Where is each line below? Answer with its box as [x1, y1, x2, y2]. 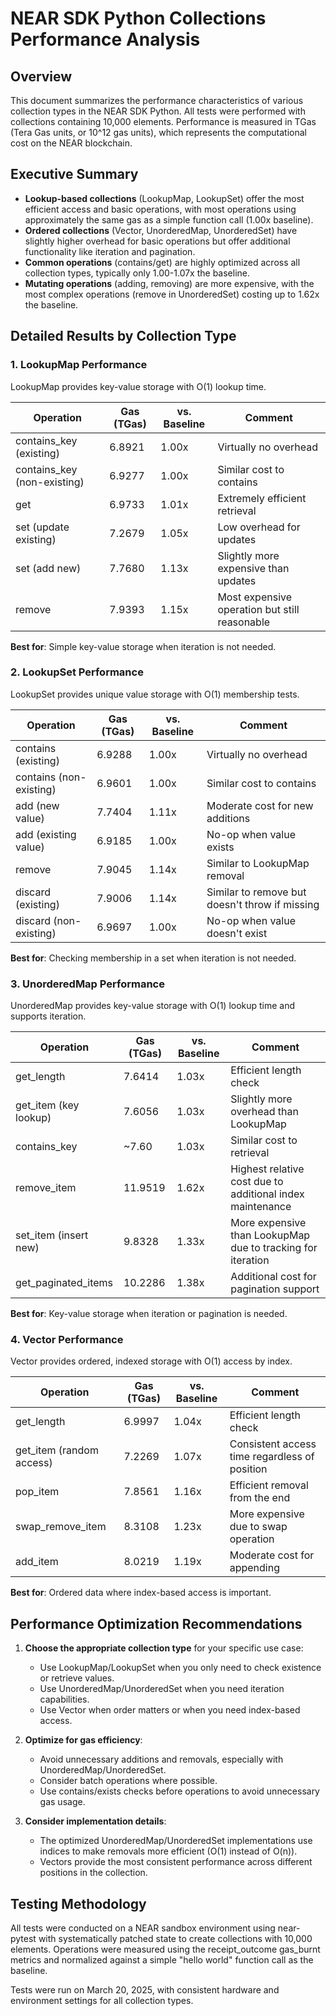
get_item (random [15, 1443, 99, 1457]
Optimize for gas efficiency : [24, 1734, 143, 1746]
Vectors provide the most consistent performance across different [39, 1856, 313, 1868]
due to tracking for [230, 1241, 318, 1255]
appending [229, 1561, 280, 1575]
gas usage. [39, 1796, 86, 1808]
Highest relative [230, 1162, 305, 1176]
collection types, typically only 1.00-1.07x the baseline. [24, 267, 251, 279]
